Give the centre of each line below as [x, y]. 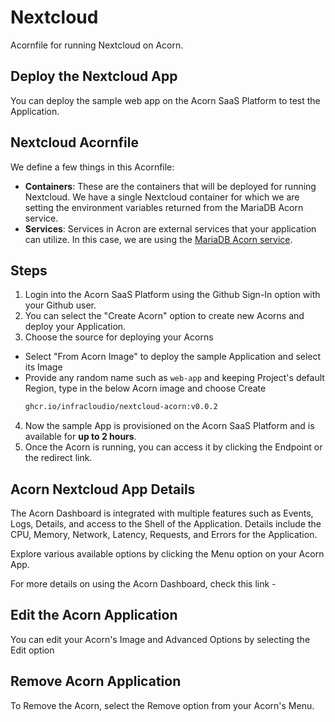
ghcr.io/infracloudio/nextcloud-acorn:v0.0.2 [121, 407]
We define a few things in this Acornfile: [92, 167]
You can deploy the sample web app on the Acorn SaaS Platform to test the [165, 100]
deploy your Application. [75, 327]
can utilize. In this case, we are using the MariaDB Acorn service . [158, 239]
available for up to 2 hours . [80, 437]
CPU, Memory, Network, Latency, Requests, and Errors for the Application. [164, 535]
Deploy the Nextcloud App [94, 76]
